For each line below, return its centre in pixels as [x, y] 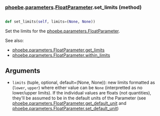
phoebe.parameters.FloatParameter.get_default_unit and [69, 103]
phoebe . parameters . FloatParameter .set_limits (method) [73, 7]
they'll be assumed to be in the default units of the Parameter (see [79, 98]
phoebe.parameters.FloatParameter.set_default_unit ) [65, 108]
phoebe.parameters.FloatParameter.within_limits [61, 55]
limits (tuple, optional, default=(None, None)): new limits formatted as [84, 82]
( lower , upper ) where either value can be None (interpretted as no [77, 88]
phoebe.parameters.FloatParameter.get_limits [58, 50]
